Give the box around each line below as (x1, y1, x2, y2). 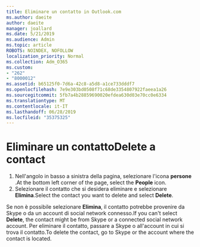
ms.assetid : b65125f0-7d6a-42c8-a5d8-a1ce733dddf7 (6, 81, 135, 87)
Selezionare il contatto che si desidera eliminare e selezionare (14, 185, 167, 193)
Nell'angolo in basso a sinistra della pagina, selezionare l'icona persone (14, 173, 192, 180)
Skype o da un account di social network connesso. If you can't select (6, 210, 177, 217)
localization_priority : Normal (6, 53, 84, 59)
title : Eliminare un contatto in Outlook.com (6, 8, 121, 15)
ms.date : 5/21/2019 (6, 31, 55, 37)
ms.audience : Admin (6, 36, 55, 42)
